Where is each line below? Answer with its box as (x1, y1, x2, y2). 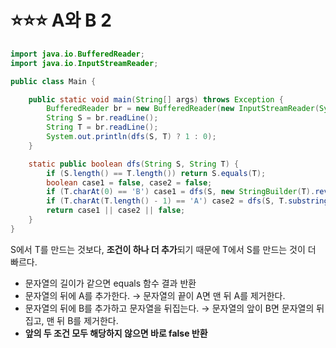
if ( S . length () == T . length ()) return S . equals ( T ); (46, 168, 267, 178)
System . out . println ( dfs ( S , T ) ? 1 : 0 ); (46, 132, 217, 142)
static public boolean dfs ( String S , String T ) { (28, 159, 240, 169)
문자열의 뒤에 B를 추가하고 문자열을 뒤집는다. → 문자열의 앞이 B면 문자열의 (24, 302, 315, 314)
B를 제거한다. (67, 314, 119, 326)
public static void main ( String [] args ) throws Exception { (28, 94, 284, 105)
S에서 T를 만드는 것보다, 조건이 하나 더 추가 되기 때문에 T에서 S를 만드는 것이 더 (10, 243, 317, 255)
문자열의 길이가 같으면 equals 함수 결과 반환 (24, 277, 197, 289)
